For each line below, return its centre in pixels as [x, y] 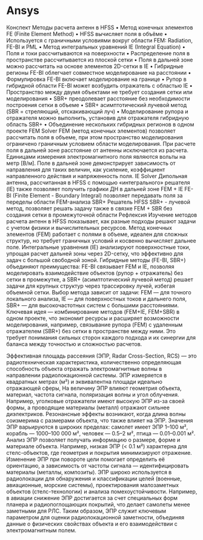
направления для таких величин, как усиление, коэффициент [86, 169]
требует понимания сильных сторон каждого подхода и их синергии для [101, 337]
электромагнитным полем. [42, 530]
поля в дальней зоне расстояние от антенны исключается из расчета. [98, 150]
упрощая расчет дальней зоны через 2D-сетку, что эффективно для [95, 254]
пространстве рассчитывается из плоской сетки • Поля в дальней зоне [100, 60]
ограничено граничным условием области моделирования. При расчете [101, 144]
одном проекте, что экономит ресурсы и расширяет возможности [93, 318]
